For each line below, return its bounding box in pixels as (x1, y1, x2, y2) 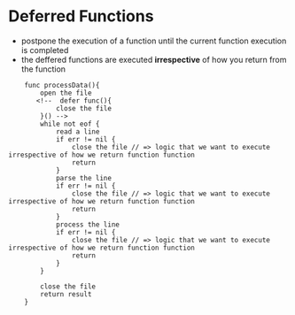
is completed (20, 44, 69, 55)
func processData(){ (24, 81, 100, 89)
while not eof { (40, 119, 100, 128)
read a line (55, 127, 100, 136)
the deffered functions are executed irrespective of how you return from (20, 54, 287, 65)
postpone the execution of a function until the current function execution (20, 35, 287, 46)
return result (40, 289, 92, 298)
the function (20, 64, 66, 74)
